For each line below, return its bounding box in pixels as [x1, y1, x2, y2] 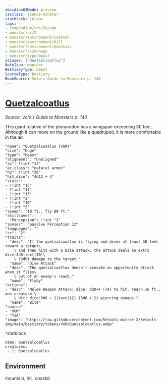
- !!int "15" [5, 183, 32, 188]
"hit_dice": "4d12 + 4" [5, 174, 55, 179]
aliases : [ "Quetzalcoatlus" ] [5, 58, 65, 63]
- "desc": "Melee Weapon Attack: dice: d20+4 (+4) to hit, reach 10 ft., [5, 287, 161, 292]
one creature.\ [5, 291, 37, 296]
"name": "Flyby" [9, 278, 43, 283]
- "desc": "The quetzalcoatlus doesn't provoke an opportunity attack [5, 265, 154, 270]
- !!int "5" [5, 204, 30, 210]
